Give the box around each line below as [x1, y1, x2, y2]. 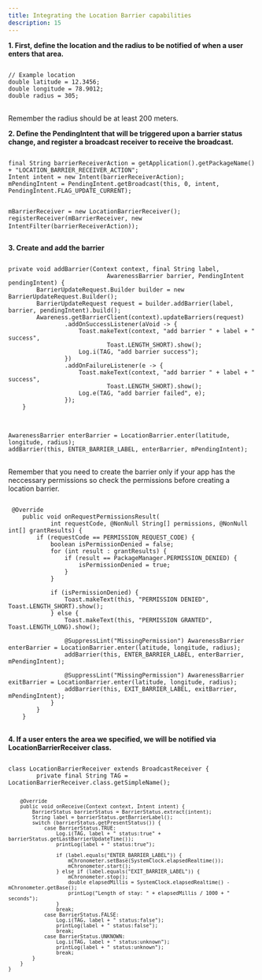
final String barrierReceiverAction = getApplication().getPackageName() [8, 159, 256, 167]
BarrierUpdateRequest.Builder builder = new [36, 285, 185, 294]
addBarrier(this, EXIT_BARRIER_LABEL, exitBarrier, [64, 685, 238, 693]
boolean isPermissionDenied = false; [50, 540, 175, 548]
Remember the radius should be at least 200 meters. [8, 113, 179, 123]
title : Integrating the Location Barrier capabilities [8, 11, 192, 20]
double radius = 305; [8, 91, 79, 99]
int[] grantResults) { [8, 526, 83, 534]
